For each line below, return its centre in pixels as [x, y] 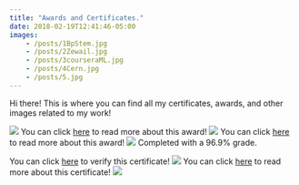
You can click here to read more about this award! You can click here [155, 131]
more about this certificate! [60, 172]
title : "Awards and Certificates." [77, 18]
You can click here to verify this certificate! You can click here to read [145, 161]
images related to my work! [60, 113]
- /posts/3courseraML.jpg [75, 60]
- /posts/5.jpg [55, 77]
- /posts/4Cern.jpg [63, 69]
